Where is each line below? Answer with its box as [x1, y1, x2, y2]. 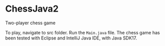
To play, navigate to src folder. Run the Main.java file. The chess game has [5, 29, 160, 35]
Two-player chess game [5, 20, 56, 26]
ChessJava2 [5, 3, 59, 15]
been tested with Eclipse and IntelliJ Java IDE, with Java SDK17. [5, 35, 137, 41]
